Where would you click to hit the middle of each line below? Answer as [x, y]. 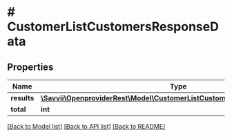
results [22, 98]
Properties [30, 67]
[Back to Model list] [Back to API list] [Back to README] [86, 126]
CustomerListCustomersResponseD [113, 27]
